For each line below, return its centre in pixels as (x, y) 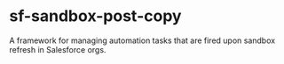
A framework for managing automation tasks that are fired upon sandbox (142, 40)
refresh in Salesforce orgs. (58, 49)
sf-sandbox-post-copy (95, 16)
